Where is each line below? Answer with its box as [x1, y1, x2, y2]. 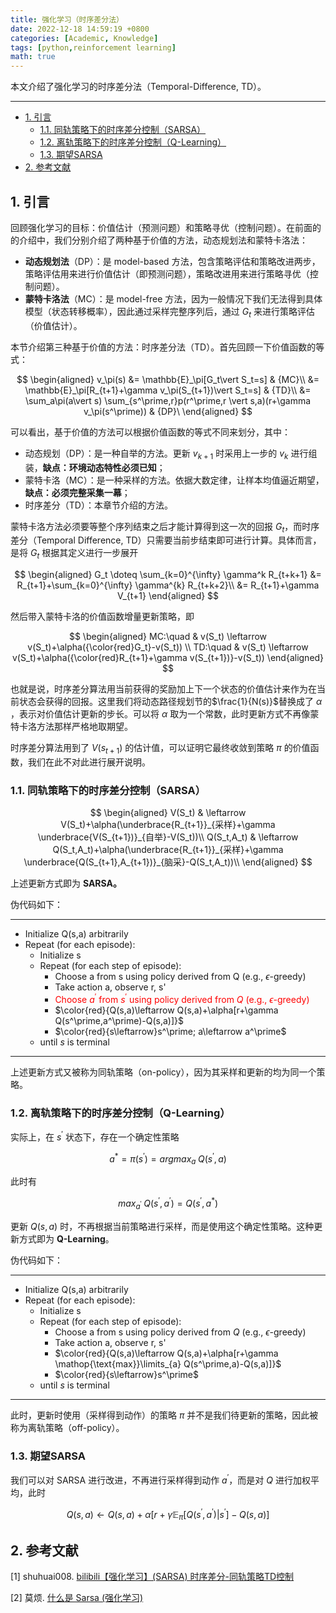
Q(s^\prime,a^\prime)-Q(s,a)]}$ [54, 1014, 185, 1026]
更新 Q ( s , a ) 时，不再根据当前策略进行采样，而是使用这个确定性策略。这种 [10, 1220, 315, 1232]
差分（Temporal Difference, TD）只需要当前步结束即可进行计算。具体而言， [10, 534, 322, 546]
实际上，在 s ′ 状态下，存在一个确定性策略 [10, 1129, 180, 1143]
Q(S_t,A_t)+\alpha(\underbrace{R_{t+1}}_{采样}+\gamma [52, 844, 284, 856]
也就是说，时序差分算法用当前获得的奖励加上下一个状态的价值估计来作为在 [10, 683, 317, 695]
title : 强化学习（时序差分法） [10, 14, 124, 25]
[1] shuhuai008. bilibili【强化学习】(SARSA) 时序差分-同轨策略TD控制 [10, 1570, 295, 1582]
